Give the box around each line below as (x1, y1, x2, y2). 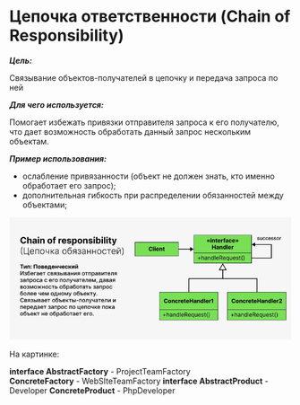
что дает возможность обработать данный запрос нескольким (9, 126, 252, 136)
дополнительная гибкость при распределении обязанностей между (21, 189, 284, 200)
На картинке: (9, 348, 60, 359)
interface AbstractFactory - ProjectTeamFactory (9, 365, 191, 376)
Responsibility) (9, 25, 124, 46)
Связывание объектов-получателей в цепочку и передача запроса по (9, 72, 279, 83)
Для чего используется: (9, 99, 105, 110)
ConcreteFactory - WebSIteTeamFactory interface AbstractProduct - (9, 375, 269, 386)
